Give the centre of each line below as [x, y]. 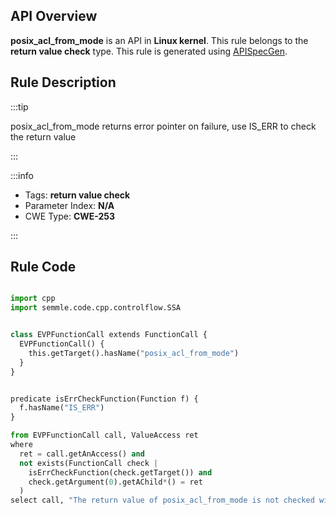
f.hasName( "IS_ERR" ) [62, 408]
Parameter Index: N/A [69, 205]
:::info [22, 175]
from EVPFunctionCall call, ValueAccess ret [104, 435]
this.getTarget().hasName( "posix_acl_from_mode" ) [134, 353]
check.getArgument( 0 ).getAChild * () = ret [115, 482]
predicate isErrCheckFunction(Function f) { [104, 399]
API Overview [54, 16]
